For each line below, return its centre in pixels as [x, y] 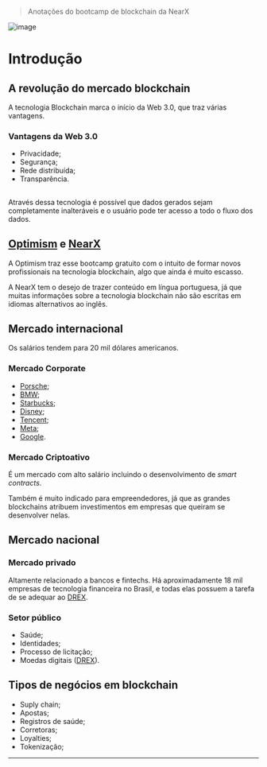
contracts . [25, 482]
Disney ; [32, 411]
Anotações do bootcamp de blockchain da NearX [108, 12]
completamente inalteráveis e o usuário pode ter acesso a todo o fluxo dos [131, 211]
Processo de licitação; [56, 652]
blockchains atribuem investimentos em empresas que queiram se [117, 506]
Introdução [45, 59]
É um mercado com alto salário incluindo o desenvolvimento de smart [122, 474]
